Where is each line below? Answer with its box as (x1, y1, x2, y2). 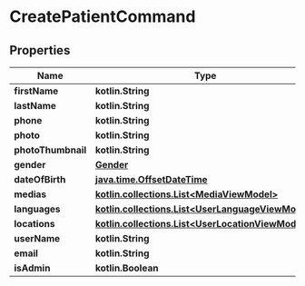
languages (14, 202, 61, 215)
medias (14, 188, 47, 201)
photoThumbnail (14, 143, 87, 156)
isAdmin (14, 261, 51, 274)
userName (14, 232, 61, 244)
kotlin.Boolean (94, 261, 159, 274)
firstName (14, 84, 59, 97)
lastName (14, 100, 57, 112)
